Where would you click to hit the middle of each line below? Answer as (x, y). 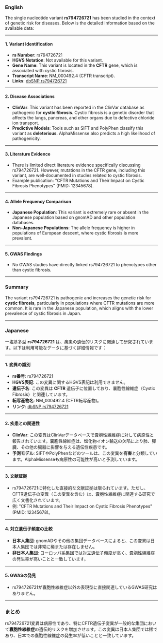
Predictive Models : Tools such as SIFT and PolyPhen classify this (78, 128)
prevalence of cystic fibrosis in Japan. (43, 313)
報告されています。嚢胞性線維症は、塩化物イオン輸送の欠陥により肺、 (82, 441)
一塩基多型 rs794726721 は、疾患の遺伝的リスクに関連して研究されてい (77, 341)
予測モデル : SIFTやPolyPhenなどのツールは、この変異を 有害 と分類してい (85, 453)
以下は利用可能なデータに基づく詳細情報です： (60, 348)
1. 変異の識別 (18, 364)
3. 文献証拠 (16, 476)
